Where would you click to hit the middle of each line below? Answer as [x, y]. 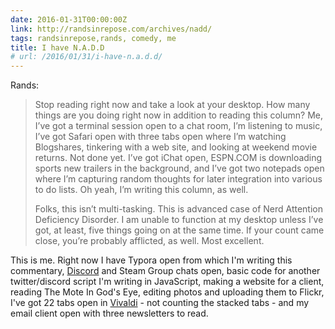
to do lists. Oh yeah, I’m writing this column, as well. [141, 190]
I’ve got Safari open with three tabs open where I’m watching [160, 137]
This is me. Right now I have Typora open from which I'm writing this [151, 260]
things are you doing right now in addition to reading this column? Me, [178, 115]
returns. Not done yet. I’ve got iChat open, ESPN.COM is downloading [178, 158]
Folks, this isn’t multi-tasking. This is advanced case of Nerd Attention [178, 209]
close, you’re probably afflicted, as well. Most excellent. [149, 241]
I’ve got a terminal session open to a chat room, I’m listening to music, [178, 126]
